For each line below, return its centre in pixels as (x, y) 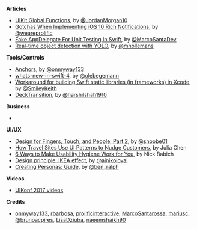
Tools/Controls (25, 57)
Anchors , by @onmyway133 (50, 69)
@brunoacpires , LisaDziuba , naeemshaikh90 (70, 220)
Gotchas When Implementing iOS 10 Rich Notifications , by (86, 27)
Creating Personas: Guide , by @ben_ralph (67, 167)
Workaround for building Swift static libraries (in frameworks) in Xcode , (103, 82)
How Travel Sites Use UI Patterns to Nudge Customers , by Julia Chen (101, 148)
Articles (17, 9)
